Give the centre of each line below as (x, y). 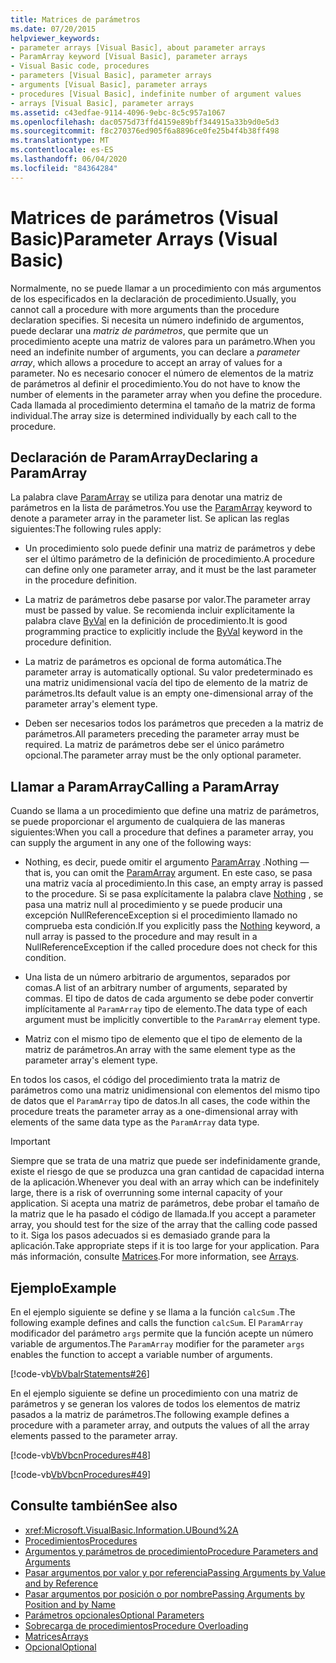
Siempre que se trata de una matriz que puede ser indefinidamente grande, (165, 1161)
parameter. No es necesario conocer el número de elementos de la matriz (162, 373)
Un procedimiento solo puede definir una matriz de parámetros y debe (170, 548)
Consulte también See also (94, 1506)
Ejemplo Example (63, 1287)
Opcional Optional (60, 1647)
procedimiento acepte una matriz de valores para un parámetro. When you (163, 341)
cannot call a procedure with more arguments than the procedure (145, 309)
